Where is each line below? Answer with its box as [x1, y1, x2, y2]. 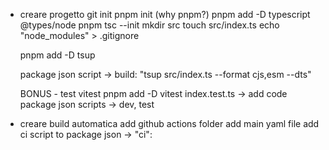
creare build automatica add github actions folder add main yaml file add [19, 118, 320, 129]
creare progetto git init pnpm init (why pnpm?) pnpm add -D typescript [19, 9, 311, 20]
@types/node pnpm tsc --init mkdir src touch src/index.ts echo [19, 19, 280, 31]
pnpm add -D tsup [19, 49, 96, 61]
